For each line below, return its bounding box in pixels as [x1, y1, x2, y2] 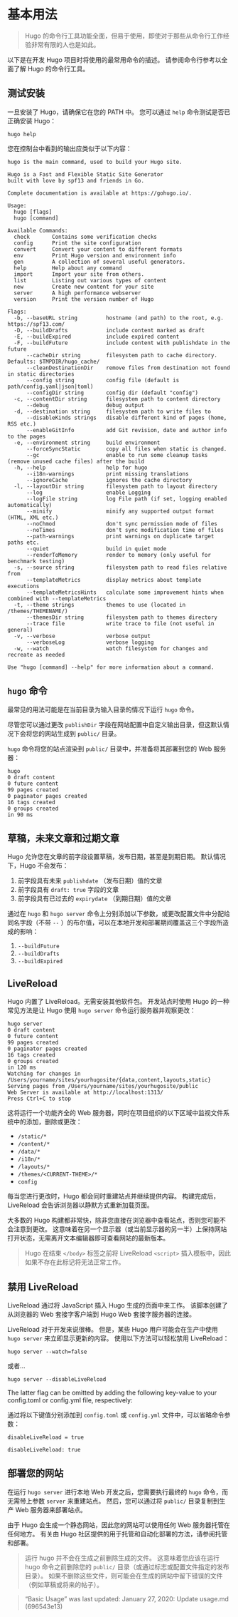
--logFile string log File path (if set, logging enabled [26, 495, 227, 503]
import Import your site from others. [13, 270, 144, 278]
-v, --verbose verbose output [13, 632, 151, 640]
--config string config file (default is [26, 376, 180, 384]
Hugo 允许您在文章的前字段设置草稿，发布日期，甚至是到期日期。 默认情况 [7, 853, 226, 861]
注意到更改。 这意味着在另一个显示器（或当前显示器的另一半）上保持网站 [13, 1225, 227, 1233]
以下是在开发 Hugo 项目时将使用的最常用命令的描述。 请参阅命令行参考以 [7, 55, 222, 64]
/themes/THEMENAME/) [7, 607, 69, 615]
